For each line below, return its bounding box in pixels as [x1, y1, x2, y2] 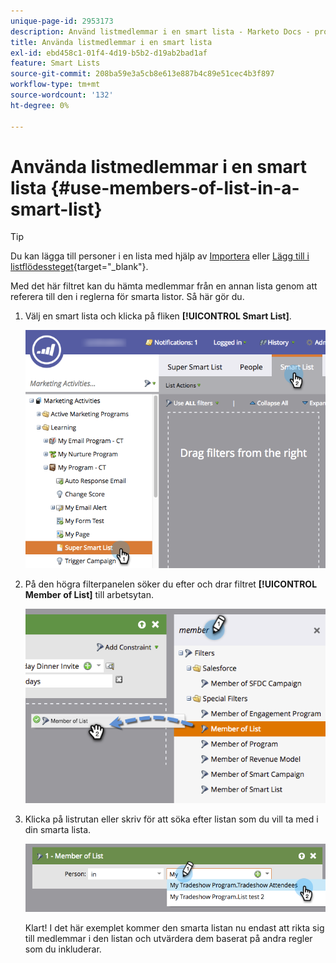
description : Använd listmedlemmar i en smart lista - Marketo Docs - [10, 26, 311, 37]
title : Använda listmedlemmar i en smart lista [10, 37, 213, 47]
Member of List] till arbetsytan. [24, 589, 155, 601]
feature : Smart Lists [10, 58, 101, 69]
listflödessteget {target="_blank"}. [10, 261, 149, 273]
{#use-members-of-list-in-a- [50, 176, 300, 199]
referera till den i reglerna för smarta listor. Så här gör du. [10, 291, 245, 303]
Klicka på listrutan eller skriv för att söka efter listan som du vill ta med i [24, 813, 319, 825]
